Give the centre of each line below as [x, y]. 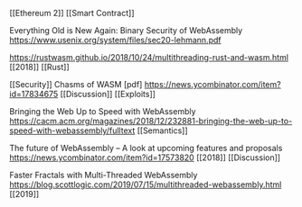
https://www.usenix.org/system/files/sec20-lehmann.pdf [115, 40]
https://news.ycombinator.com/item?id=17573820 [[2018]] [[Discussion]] [145, 157]
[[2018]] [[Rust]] [39, 67]
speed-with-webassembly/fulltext [72, 130]
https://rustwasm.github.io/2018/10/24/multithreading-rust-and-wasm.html [149, 57]
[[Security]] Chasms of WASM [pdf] [76, 84]
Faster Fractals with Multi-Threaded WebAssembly [104, 175]
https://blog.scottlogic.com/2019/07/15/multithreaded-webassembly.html [146, 184]
